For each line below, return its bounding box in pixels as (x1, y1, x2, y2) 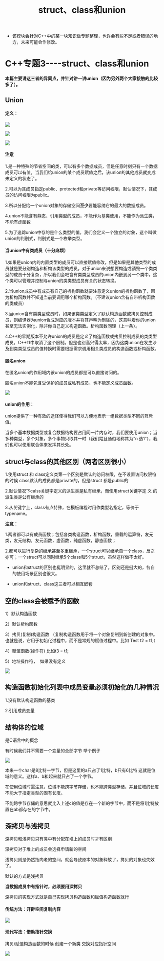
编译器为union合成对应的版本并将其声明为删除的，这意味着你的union (18, 317, 156, 323)
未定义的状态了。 (5, 175, 40, 181)
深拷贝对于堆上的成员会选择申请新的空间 (5, 846, 86, 852)
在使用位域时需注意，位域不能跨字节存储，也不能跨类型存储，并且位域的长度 (5, 784, 159, 790)
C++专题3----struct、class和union (5, 58, 149, 69)
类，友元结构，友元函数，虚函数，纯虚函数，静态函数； (5, 538, 116, 543)
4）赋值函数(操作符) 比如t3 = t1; (5, 648, 69, 654)
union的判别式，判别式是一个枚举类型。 (5, 235, 85, 241)
